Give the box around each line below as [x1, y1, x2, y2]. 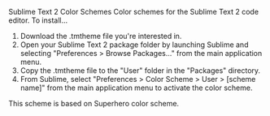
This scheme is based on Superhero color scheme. [8, 99, 180, 108]
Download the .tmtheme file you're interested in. [20, 32, 182, 41]
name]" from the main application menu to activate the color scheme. [20, 83, 253, 92]
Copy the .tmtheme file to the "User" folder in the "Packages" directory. [20, 66, 261, 75]
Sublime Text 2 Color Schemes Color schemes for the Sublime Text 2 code [8, 7, 259, 16]
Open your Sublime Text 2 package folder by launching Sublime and [20, 40, 249, 49]
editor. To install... [8, 15, 68, 25]
